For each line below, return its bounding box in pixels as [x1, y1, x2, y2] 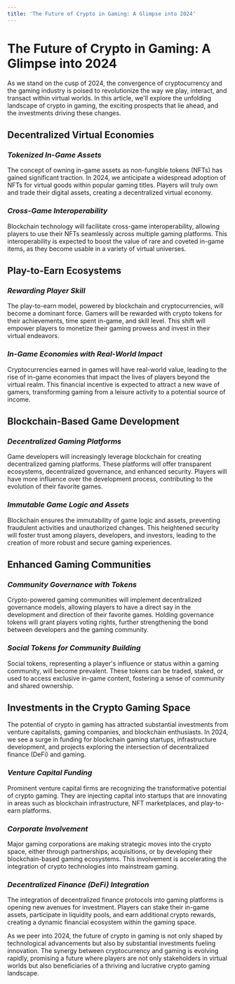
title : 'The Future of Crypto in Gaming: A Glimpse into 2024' [7, 10, 196, 18]
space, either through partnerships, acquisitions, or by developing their [7, 847, 213, 855]
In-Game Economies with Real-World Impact [7, 349, 163, 359]
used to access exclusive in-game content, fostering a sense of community [7, 674, 225, 682]
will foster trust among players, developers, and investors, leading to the [7, 531, 216, 539]
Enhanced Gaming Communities [7, 558, 152, 570]
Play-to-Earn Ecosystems [7, 264, 121, 276]
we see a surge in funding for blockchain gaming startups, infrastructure [7, 735, 217, 744]
